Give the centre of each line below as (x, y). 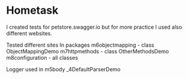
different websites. (29, 33)
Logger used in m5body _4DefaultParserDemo (63, 69)
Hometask (32, 10)
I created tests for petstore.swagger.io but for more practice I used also (94, 27)
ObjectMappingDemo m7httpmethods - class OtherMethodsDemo (88, 51)
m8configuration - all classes (42, 57)
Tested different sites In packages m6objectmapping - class (80, 45)
